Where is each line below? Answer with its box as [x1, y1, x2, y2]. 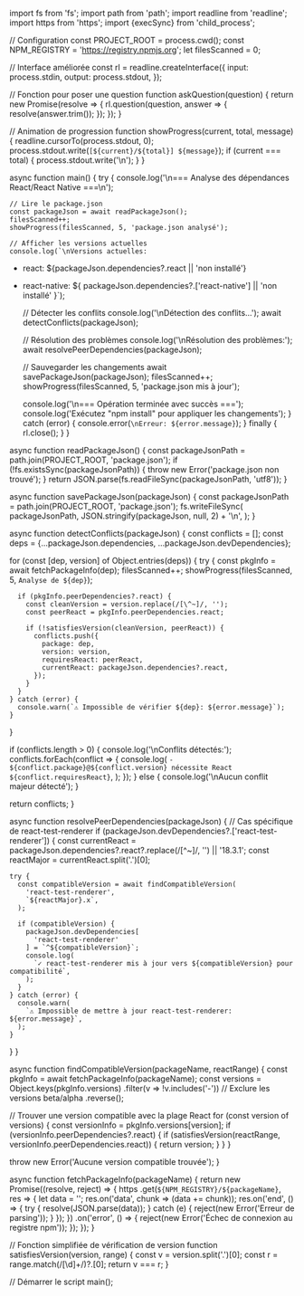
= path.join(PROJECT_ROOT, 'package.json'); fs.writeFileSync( [9, 501, 243, 511]
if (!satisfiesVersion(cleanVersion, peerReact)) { [25, 624, 224, 633]
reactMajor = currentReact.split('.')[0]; [9, 854, 151, 865]
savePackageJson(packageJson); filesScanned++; [22, 371, 214, 382]
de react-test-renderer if [9, 825, 101, 836]
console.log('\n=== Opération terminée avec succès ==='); [22, 398, 244, 409]
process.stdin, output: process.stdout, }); [9, 71, 163, 82]
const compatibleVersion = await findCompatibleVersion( [17, 880, 237, 889]
